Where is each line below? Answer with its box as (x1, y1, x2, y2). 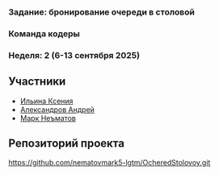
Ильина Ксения (19, 96, 74, 106)
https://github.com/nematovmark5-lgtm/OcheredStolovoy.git (8, 158, 211, 168)
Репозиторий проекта (8, 136, 125, 150)
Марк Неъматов (19, 113, 77, 123)
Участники (8, 75, 66, 89)
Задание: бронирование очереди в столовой (8, 6, 196, 18)
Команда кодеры (8, 27, 81, 39)
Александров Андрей (19, 104, 95, 115)
